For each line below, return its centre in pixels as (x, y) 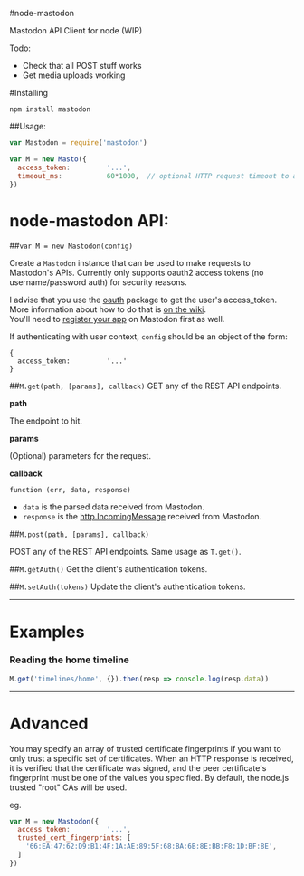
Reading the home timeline (69, 660)
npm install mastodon (50, 109)
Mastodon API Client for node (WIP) (76, 30)
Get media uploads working (74, 75)
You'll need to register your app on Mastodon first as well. (117, 319)
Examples (47, 632)
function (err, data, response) (70, 490)
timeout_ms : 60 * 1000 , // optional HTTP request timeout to (153, 176)
